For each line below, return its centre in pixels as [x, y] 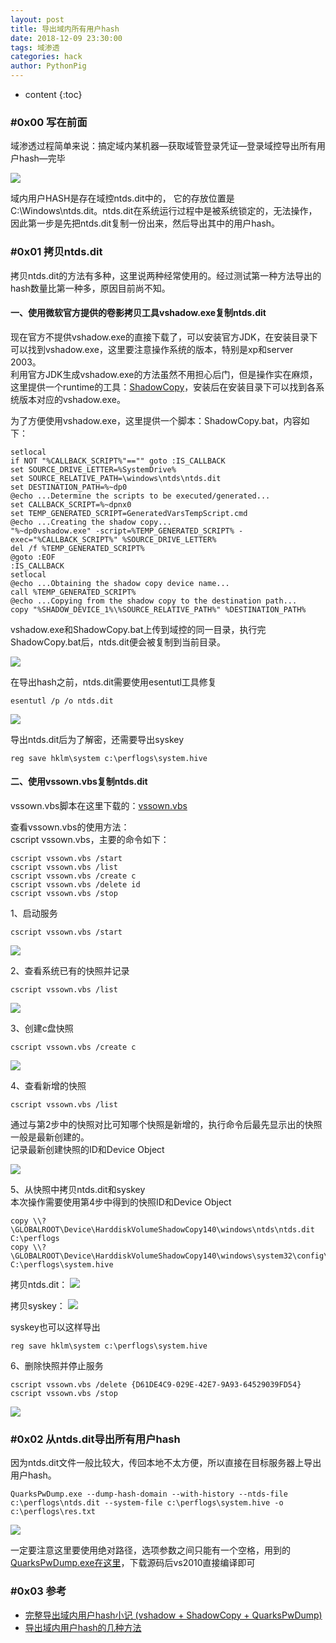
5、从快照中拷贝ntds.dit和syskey [78, 1189]
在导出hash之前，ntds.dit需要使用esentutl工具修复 [113, 682]
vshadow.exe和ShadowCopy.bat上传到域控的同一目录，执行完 [138, 629]
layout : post [37, 19]
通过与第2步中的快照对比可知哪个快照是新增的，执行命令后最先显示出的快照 [166, 1124]
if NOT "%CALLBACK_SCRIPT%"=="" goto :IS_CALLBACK [118, 461]
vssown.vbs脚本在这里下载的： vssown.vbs [99, 805]
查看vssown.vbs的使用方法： [70, 827]
